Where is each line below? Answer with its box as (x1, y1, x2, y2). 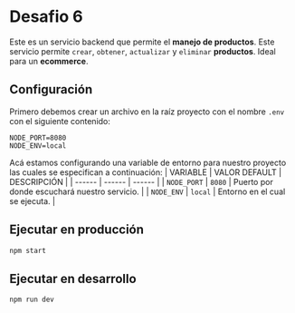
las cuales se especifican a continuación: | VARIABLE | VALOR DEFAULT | (9, 166, 282, 178)
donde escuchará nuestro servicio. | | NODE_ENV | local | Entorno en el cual (9, 186, 286, 197)
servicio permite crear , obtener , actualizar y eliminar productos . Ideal (9, 45, 276, 56)
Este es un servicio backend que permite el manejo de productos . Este (9, 36, 275, 47)
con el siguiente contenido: (9, 115, 111, 126)
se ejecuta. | (9, 195, 56, 206)
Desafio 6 (9, 6, 83, 27)
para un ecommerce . (9, 55, 89, 66)
